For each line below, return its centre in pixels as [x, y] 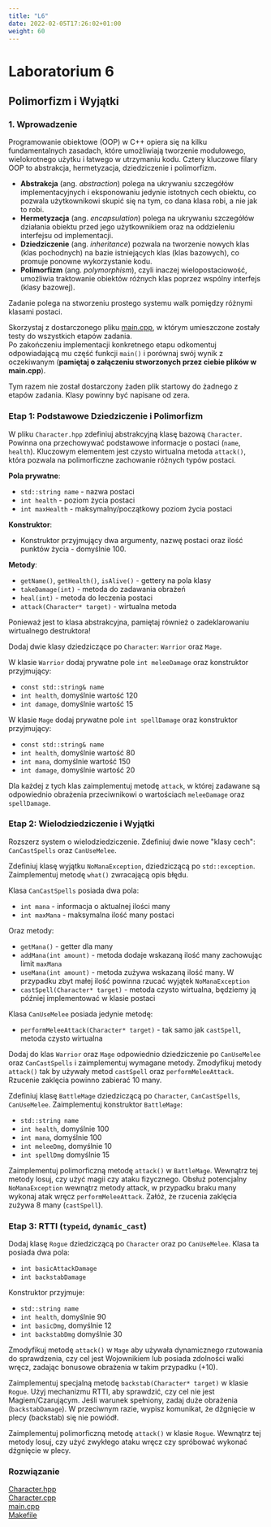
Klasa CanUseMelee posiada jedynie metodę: [81, 1014]
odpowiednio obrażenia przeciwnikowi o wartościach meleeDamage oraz [127, 794]
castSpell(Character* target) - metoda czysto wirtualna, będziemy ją [138, 990]
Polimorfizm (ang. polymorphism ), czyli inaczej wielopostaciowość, [133, 270]
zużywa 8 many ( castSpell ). [56, 1205]
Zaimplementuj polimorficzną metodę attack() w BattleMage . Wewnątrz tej [133, 1170]
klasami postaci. [36, 312]
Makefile [23, 1515]
